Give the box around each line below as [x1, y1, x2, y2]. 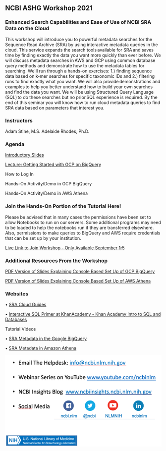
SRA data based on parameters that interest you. [5, 105, 105, 111]
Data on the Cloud [5, 25, 50, 32]
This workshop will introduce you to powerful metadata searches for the [5, 36, 153, 42]
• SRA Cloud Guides [5, 302, 47, 308]
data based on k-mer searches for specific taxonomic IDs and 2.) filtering [5, 73, 155, 79]
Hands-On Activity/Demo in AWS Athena [5, 190, 88, 196]
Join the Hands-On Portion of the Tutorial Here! [5, 203, 121, 210]
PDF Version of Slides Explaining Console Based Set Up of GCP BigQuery [5, 268, 155, 274]
